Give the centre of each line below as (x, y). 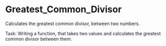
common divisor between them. (39, 39)
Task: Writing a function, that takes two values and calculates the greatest (83, 33)
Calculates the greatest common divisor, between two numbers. (73, 24)
